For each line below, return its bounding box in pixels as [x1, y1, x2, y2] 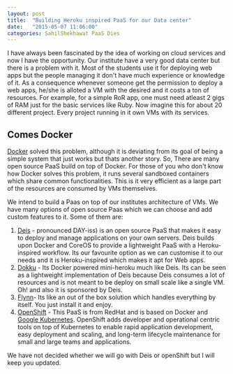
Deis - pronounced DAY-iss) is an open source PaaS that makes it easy [17, 226, 221, 235]
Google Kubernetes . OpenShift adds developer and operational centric [17, 315, 220, 324]
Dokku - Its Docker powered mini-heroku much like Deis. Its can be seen [17, 264, 227, 272]
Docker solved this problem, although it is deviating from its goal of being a [7, 148, 223, 156]
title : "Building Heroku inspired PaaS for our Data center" [7, 17, 192, 24]
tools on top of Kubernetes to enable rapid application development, [17, 323, 213, 331]
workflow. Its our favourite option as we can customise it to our [42, 249, 223, 257]
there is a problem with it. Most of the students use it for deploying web [7, 64, 213, 72]
